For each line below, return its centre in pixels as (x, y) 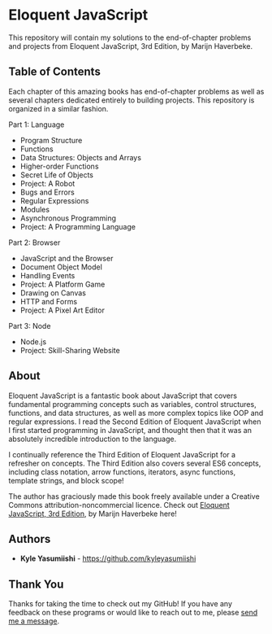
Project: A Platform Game (63, 284)
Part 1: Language (37, 125)
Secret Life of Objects (57, 175)
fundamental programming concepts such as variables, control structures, (133, 404)
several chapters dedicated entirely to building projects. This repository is (132, 100)
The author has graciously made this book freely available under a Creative (134, 496)
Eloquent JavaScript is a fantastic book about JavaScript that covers (123, 396)
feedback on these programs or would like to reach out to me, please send (133, 613)
